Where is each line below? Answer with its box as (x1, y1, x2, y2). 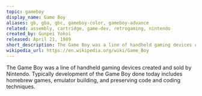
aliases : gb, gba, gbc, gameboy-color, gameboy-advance (6, 20, 149, 26)
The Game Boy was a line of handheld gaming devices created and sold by (6, 64, 192, 71)
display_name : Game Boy (6, 14, 66, 20)
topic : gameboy (6, 8, 44, 15)
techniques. (6, 83, 35, 90)
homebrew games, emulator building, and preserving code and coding (6, 76, 181, 83)
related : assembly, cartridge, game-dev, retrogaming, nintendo (6, 25, 171, 32)
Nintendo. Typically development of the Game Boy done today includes (6, 70, 183, 78)
